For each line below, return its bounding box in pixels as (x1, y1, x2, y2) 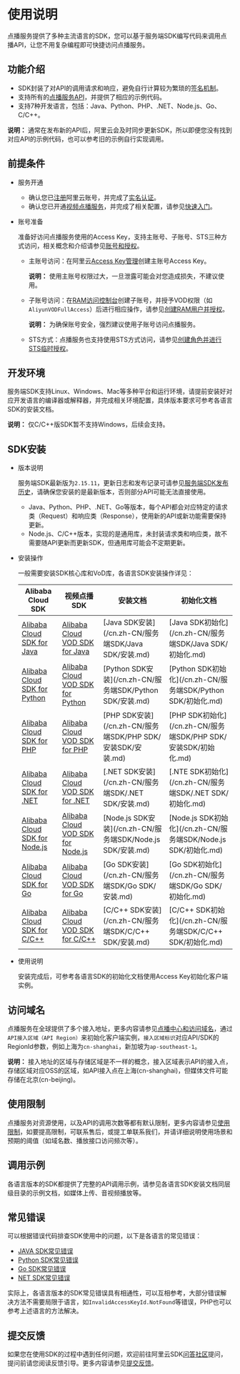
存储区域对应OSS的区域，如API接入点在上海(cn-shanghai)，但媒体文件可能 (7, 1066, 229, 1075)
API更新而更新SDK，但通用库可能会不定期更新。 (47, 539, 189, 547)
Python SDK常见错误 (17, 1255, 79, 1265)
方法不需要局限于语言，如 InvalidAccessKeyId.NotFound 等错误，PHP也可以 (13, 1298, 232, 1306)
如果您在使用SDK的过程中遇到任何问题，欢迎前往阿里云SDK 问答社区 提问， (7, 1350, 227, 1358)
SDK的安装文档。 (7, 405, 59, 414)
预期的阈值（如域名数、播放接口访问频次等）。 (7, 1136, 142, 1145)
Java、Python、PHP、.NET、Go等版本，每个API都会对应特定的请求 (28, 503, 228, 512)
